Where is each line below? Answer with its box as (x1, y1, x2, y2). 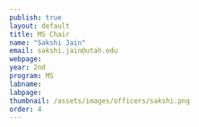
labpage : (9, 88, 42, 97)
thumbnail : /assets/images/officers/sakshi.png (9, 96, 191, 106)
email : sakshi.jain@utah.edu (9, 47, 118, 55)
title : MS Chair (9, 30, 70, 38)
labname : (9, 80, 42, 89)
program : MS (9, 72, 54, 80)
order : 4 (9, 105, 42, 114)
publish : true (9, 13, 63, 22)
